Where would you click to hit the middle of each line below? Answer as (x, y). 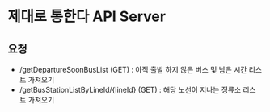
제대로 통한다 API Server (87, 17)
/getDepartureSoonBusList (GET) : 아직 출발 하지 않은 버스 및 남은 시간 (133, 70)
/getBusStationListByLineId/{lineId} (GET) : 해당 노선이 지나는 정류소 (130, 90)
